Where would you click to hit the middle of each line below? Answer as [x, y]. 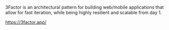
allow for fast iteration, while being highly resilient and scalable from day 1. [83, 12]
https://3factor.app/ [26, 22]
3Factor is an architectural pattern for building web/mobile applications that [85, 7]
